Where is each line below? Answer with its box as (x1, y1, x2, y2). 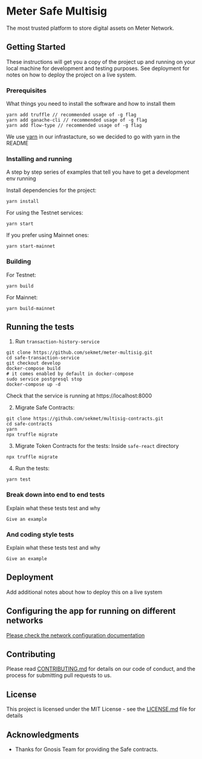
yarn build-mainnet (6, 305, 56, 311)
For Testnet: (6, 271, 36, 278)
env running (6, 175, 36, 182)
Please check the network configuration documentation (6, 631, 145, 639)
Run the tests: (15, 465, 50, 472)
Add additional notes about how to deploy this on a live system (6, 588, 163, 596)
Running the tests (6, 322, 74, 332)
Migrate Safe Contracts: (15, 404, 75, 411)
